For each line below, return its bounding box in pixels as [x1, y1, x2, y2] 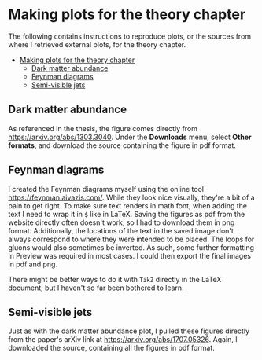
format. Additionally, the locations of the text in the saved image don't [8, 226, 234, 235]
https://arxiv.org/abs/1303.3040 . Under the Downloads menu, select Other [8, 132, 252, 141]
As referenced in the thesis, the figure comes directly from [8, 123, 198, 133]
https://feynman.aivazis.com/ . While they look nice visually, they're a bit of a [8, 193, 255, 202]
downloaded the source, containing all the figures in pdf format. [8, 343, 215, 353]
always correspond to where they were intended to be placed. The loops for [8, 234, 255, 244]
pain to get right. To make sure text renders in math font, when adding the [8, 200, 248, 210]
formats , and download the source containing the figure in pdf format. [8, 140, 236, 150]
